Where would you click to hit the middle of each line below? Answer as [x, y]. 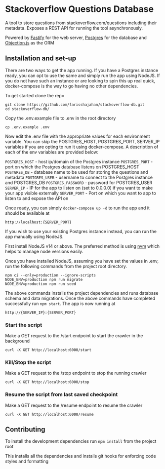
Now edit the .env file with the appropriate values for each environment [78, 136]
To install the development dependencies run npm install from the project [81, 441]
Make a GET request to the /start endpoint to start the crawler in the [74, 336]
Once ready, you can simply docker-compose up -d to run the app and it [77, 208]
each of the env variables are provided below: [52, 152]
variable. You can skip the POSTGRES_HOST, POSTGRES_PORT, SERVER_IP [82, 141]
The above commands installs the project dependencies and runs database [82, 293]
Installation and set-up [41, 59]
